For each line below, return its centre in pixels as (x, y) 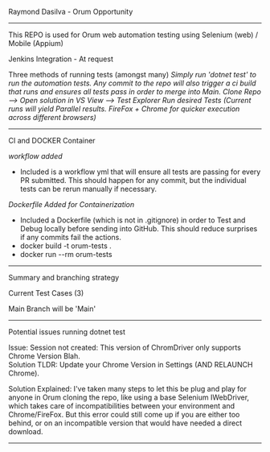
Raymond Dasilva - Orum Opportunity (71, 12)
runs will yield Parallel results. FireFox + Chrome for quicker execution (124, 109)
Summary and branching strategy (64, 278)
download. (26, 431)
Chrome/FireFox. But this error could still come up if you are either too (124, 415)
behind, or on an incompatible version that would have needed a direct (125, 423)
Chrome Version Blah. (44, 356)
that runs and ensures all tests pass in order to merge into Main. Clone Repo (135, 91)
